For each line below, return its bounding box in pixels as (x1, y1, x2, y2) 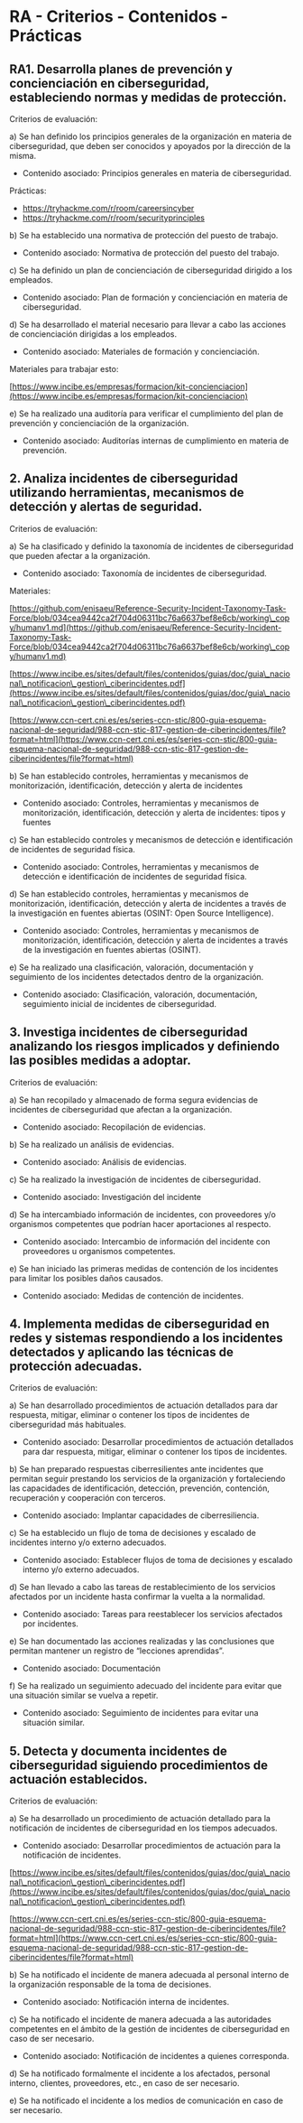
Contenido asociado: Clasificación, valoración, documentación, (22, 989, 258, 1000)
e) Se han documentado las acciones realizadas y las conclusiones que (9, 1636, 275, 1647)
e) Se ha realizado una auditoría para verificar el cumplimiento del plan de (9, 408, 284, 419)
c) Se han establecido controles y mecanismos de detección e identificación (9, 833, 293, 845)
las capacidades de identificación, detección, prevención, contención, (9, 1483, 271, 1494)
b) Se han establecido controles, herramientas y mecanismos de (9, 770, 249, 781)
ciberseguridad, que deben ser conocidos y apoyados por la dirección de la (9, 141, 291, 151)
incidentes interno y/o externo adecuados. (9, 1537, 167, 1548)
